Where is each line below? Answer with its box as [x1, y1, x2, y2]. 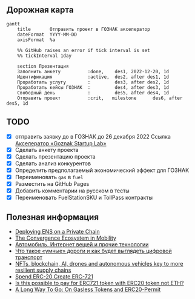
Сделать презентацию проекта [15, 153, 96, 160]
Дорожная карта [6, 5, 74, 15]
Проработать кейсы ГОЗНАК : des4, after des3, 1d [17, 84, 170, 90]
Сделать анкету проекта [15, 146, 79, 153]
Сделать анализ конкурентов [15, 160, 91, 167]
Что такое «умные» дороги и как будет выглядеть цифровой [15, 248, 172, 254]
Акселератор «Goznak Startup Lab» [15, 139, 107, 147]
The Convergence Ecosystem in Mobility [15, 234, 117, 241]
